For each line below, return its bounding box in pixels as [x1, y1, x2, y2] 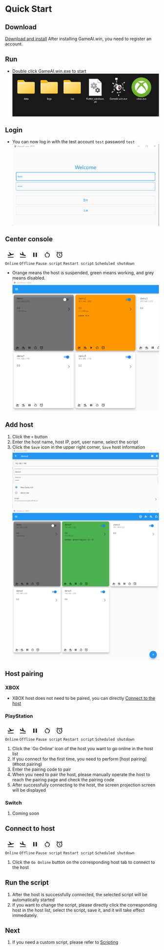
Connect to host [5, 824, 55, 833]
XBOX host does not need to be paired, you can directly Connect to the [12, 695, 155, 701]
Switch [5, 799, 22, 806]
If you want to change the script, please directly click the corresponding [12, 902, 157, 907]
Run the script [5, 879, 49, 887]
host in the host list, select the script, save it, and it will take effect [12, 907, 145, 913]
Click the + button [12, 433, 48, 439]
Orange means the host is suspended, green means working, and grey [12, 270, 154, 276]
